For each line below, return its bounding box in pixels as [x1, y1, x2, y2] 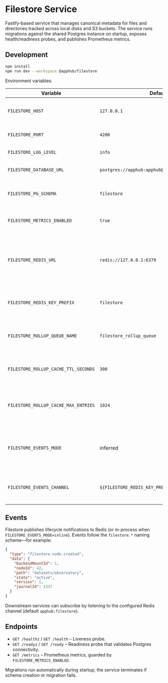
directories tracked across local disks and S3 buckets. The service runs [5, 25, 152, 31]
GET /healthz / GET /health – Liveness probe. [12, 635, 106, 642]
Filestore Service [5, 4, 77, 15]
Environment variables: [5, 78, 52, 84]
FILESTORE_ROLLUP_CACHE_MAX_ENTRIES [7, 402, 95, 408]
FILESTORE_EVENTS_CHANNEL [7, 485, 69, 490]
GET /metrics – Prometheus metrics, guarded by [12, 651, 112, 657]
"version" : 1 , [14, 580, 43, 585]
